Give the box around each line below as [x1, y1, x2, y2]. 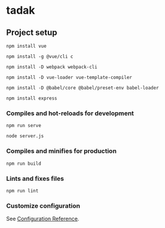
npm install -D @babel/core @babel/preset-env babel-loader [6, 85, 160, 91]
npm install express [6, 95, 58, 101]
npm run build [6, 161, 42, 167]
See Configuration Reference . [6, 215, 80, 223]
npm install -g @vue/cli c [6, 54, 74, 60]
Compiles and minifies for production [6, 147, 117, 155]
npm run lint [6, 187, 39, 194]
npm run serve [6, 123, 42, 129]
